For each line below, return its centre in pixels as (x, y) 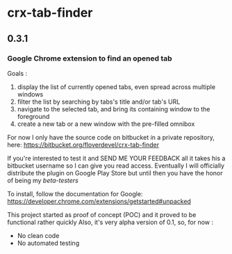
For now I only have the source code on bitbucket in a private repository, (111, 137)
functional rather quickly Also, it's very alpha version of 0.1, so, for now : (110, 222)
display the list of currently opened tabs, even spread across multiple (116, 87)
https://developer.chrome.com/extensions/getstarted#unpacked (99, 201)
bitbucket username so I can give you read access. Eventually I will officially (116, 166)
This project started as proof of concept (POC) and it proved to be (102, 214)
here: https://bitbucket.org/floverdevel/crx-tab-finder (83, 145)
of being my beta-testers (43, 180)
